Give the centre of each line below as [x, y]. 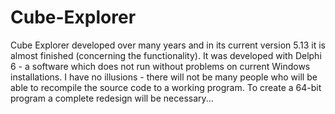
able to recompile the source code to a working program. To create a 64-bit [166, 87]
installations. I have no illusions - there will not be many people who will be [164, 77]
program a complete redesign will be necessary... [112, 98]
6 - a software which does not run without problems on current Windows [160, 66]
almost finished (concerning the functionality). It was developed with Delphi [166, 55]
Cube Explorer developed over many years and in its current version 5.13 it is [168, 45]
